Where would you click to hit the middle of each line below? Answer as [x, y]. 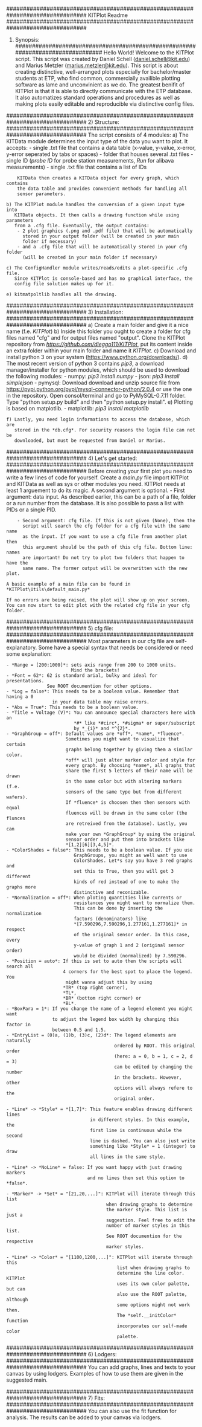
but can [16, 1289]
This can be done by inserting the [118, 908]
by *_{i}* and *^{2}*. [102, 728]
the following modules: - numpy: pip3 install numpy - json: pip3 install [93, 376]
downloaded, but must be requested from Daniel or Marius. [90, 441]
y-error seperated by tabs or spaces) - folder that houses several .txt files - [100, 154]
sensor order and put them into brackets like [125, 840]
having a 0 [20, 697]
